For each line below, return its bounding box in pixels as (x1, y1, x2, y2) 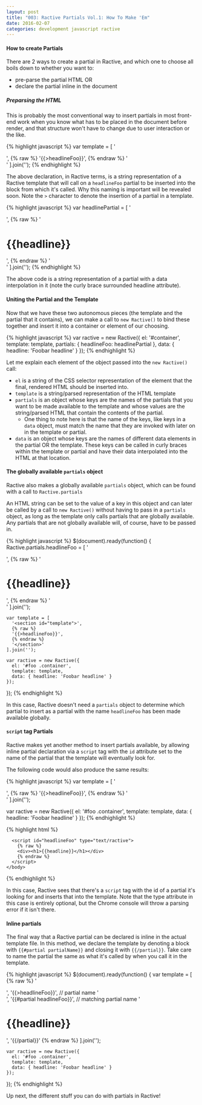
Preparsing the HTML (6, 96, 62, 104)
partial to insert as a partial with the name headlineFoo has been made (6, 708, 181, 715)
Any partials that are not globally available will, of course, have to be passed (6, 519, 196, 526)
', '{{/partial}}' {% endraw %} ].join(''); (6, 1037, 101, 1044)
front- (177, 112, 192, 119)
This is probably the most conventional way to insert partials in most (6, 112, 177, 119)
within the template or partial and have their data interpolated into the (15, 447, 188, 455)
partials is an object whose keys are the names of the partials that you (15, 396, 194, 404)
